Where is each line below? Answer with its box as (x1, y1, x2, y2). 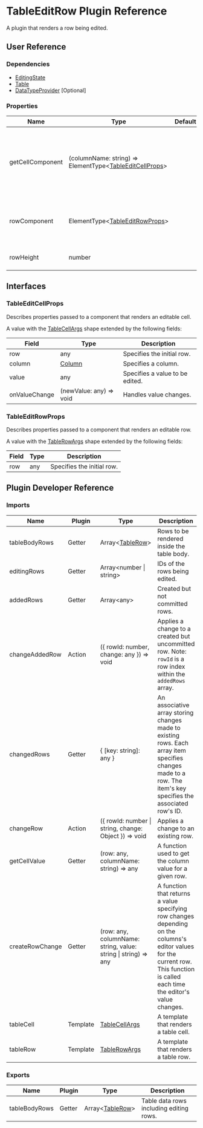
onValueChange (9, 390, 54, 399)
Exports (6, 1071, 30, 1079)
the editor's (156, 988, 190, 996)
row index (156, 662, 185, 671)
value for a (156, 864, 188, 873)
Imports (6, 501, 30, 510)
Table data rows (141, 1097, 187, 1105)
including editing (141, 1104, 189, 1112)
